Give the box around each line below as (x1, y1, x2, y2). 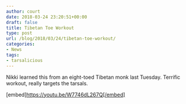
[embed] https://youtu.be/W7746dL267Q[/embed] (6, 91, 125, 98)
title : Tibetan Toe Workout (6, 25, 75, 31)
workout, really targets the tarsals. (6, 79, 89, 86)
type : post (6, 30, 33, 36)
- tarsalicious (6, 57, 43, 63)
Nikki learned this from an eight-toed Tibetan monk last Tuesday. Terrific (6, 74, 181, 81)
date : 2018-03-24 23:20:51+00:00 (6, 14, 87, 20)
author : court (6, 8, 41, 15)
